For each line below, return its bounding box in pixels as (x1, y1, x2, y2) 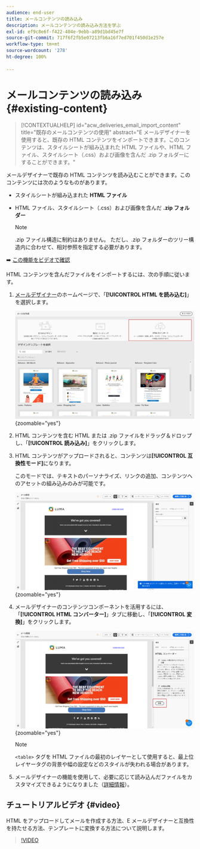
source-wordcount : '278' (6, 48, 68, 54)
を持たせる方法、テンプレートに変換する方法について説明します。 (6, 824, 168, 832)
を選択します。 (14, 298, 52, 305)
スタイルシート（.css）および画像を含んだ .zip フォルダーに (41, 151, 190, 158)
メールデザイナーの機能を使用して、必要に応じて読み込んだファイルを (14, 773, 187, 780)
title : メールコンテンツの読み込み (6, 16, 83, 22)
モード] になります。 (25, 460, 75, 467)
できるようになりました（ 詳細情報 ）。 (41, 781, 133, 788)
